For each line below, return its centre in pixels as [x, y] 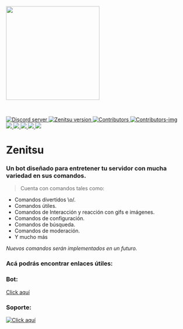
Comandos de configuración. [50, 218]
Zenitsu [25, 150]
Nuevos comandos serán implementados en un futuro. [72, 248]
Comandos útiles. [36, 206]
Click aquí [18, 292]
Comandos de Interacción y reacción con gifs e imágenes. [85, 212]
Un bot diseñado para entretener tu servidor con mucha [87, 169]
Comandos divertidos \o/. [45, 200]
